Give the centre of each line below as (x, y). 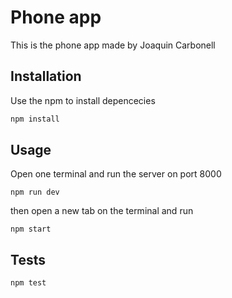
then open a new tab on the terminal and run (102, 211)
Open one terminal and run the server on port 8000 (116, 174)
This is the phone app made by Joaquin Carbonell (113, 45)
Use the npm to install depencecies (83, 100)
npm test (28, 283)
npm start (31, 229)
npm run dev (35, 192)
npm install (35, 119)
